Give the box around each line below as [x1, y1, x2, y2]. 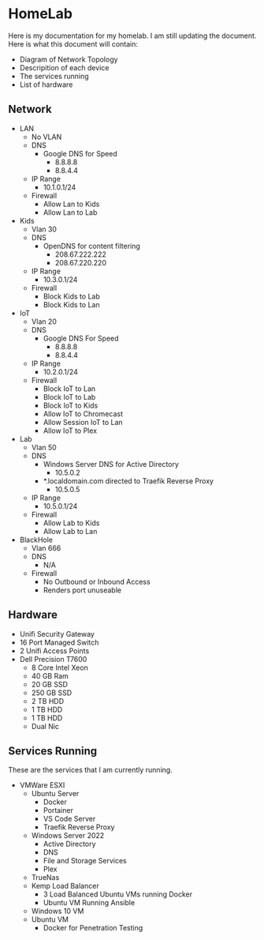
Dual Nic [31, 721, 60, 731]
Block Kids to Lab [43, 291, 100, 301]
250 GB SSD [31, 688, 73, 697]
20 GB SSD [31, 679, 69, 689]
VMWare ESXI [19, 780, 65, 790]
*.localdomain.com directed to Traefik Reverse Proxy [43, 476, 214, 486]
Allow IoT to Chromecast [43, 408, 124, 419]
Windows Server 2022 [31, 831, 105, 840]
